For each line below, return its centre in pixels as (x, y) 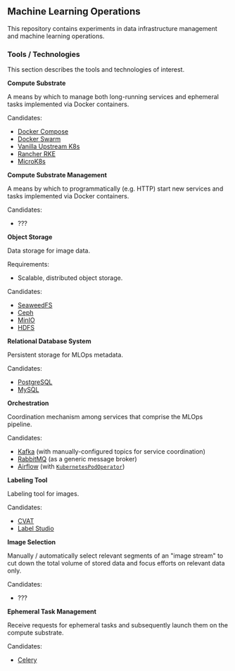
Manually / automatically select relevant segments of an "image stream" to (115, 556)
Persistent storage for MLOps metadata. (65, 355)
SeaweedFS (35, 305)
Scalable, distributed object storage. (70, 278)
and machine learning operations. (56, 36)
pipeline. (20, 424)
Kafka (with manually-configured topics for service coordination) (111, 452)
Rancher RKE (37, 154)
